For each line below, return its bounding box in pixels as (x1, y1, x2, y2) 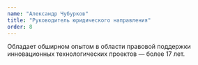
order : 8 (7, 23, 33, 30)
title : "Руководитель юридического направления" (7, 17, 151, 24)
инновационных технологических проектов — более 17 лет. (7, 50, 185, 58)
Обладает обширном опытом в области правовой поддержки (7, 43, 192, 51)
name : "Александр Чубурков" (7, 10, 89, 17)
